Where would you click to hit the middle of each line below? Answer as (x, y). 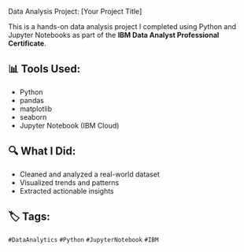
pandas (32, 100)
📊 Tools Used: (44, 69)
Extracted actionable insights (67, 191)
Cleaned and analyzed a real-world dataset (89, 174)
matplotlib (36, 109)
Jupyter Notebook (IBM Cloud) (69, 125)
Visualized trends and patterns (69, 182)
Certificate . (27, 43)
